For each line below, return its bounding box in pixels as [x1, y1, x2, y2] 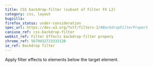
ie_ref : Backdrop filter [5, 43, 55, 48]
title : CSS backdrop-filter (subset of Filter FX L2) [5, 7, 116, 12]
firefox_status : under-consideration [5, 20, 81, 26]
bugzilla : [5, 16, 25, 21]
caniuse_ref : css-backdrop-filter [5, 30, 75, 34]
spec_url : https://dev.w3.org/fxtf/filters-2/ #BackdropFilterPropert [5, 25, 149, 30]
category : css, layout [5, 12, 51, 17]
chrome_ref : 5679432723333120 [5, 39, 66, 44]
